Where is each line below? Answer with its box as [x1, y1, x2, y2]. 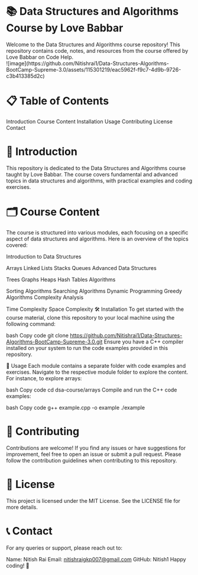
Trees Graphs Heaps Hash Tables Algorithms [6, 276, 116, 283]
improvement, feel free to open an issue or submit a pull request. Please [6, 451, 181, 458]
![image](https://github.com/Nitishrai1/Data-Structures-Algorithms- [6, 60, 170, 67]
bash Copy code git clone [6, 332, 69, 339]
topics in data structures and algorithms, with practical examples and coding [6, 177, 193, 184]
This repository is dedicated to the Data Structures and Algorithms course [6, 164, 186, 172]
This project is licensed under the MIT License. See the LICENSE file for [6, 497, 181, 504]
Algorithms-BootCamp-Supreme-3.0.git [6, 338, 103, 345]
